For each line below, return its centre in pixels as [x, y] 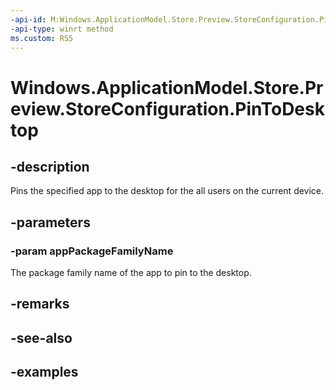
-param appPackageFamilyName [92, 251]
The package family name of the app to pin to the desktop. [131, 273]
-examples [44, 372]
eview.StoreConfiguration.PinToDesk [167, 108]
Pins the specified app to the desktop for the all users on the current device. [167, 191]
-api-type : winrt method [62, 29]
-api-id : [28, 19]
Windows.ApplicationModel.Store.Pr [167, 87]
